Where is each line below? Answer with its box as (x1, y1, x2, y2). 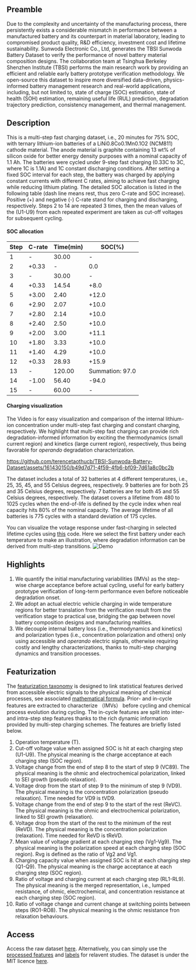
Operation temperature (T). (15, 738, 80, 746)
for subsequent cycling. (6, 214, 64, 221)
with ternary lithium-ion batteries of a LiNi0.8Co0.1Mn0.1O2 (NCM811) (6, 140, 173, 147)
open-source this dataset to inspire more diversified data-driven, (6, 76, 163, 83)
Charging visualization (6, 402, 63, 409)
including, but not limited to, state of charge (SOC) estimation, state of (6, 88, 176, 95)
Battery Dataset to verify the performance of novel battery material (6, 51, 167, 58)
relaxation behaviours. (15, 913, 69, 920)
